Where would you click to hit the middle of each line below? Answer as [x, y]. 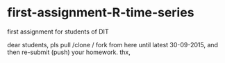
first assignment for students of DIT [58, 32]
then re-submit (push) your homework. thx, [69, 52]
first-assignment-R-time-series [101, 13]
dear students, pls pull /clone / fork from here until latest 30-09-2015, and [113, 45]
